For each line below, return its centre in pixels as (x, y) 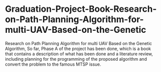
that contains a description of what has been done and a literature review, (79, 54)
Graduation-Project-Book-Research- (81, 9)
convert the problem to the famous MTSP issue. (53, 64)
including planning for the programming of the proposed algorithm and (76, 59)
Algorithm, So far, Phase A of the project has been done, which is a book (78, 48)
